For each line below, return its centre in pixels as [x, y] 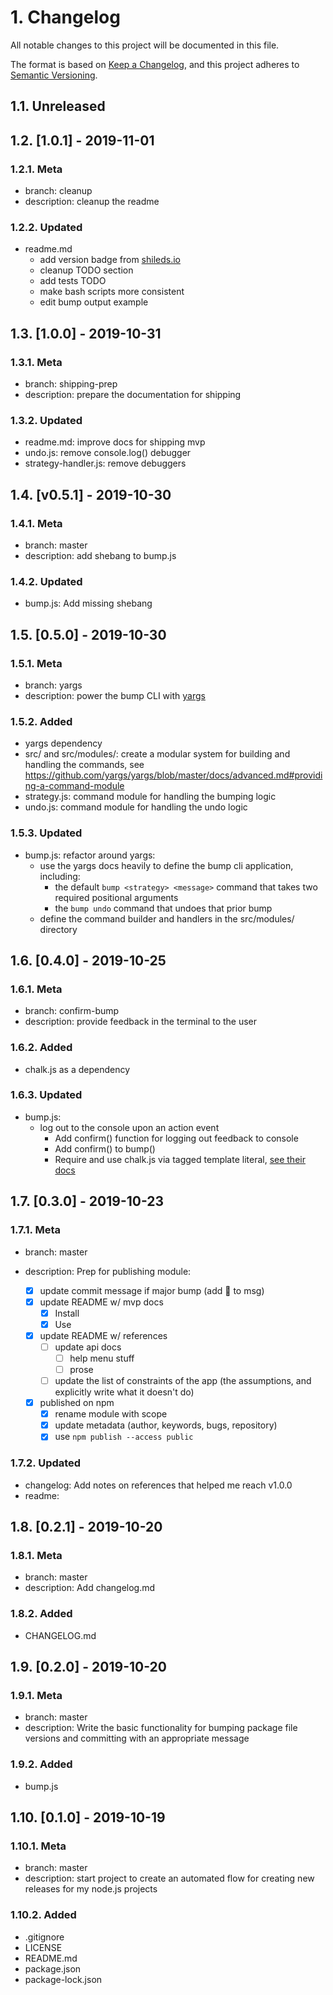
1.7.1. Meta [35, 1230]
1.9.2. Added [41, 1764]
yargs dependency [63, 743]
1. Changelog [65, 17]
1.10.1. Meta [38, 1846]
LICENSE [43, 1947]
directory [58, 929]
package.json [53, 1968]
